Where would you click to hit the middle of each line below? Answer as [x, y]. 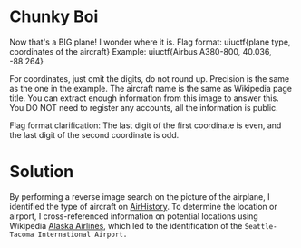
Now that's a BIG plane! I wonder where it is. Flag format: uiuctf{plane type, [150, 42]
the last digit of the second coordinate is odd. [94, 134]
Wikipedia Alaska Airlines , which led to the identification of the [126, 225]
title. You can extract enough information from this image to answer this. [144, 98]
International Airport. [83, 234]
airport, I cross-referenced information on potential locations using [134, 216]
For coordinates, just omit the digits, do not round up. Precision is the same [150, 78]
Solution [42, 172]
